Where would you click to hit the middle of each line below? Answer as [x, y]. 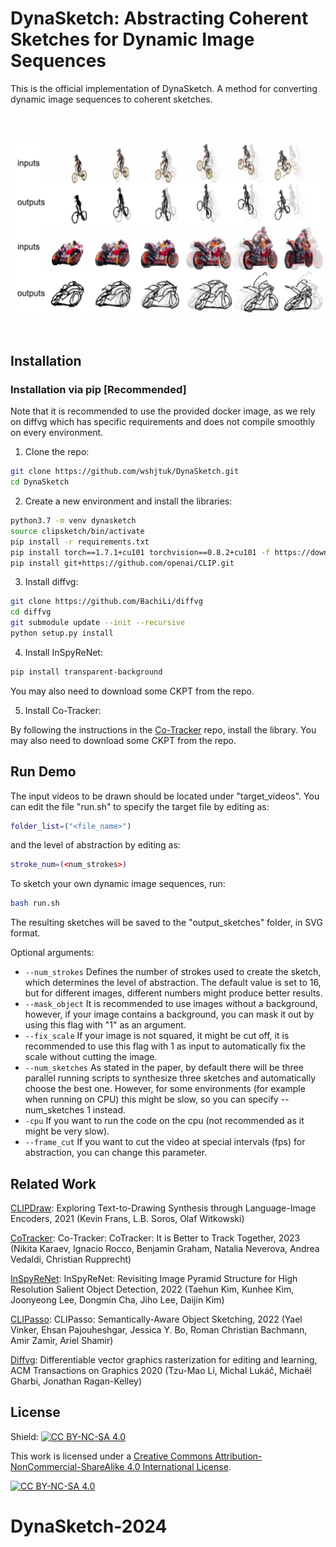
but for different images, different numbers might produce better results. [173, 993]
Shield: [24, 1436]
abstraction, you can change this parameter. [116, 1153]
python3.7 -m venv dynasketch [73, 521]
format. [25, 933]
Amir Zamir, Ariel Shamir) [62, 1341]
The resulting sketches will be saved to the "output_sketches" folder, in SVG [166, 923]
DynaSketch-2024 [89, 1526]
